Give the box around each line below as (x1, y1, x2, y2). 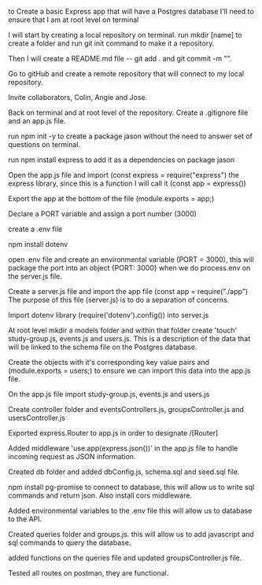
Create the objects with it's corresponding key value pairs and (8, 358, 210, 366)
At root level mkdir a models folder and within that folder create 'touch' (8, 326, 238, 335)
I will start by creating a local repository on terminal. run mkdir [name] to (8, 31, 242, 39)
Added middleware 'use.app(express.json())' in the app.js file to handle (8, 443, 238, 453)
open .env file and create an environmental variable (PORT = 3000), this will (8, 255, 254, 264)
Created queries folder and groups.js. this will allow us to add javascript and (8, 530, 254, 539)
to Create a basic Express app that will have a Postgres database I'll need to (8, 7, 254, 16)
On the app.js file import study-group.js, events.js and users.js (8, 389, 210, 399)
